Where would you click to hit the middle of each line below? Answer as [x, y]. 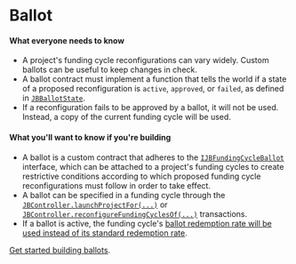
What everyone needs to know [67, 40]
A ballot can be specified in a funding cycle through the [124, 195]
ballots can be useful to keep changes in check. [110, 70]
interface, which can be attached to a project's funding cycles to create [153, 166]
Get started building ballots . [60, 250]
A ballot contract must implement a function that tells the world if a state [154, 79]
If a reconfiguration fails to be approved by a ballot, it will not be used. [150, 108]
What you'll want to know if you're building [90, 137]
